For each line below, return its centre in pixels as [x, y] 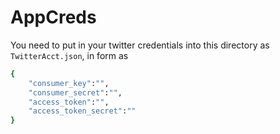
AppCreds [53, 17]
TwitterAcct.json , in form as [69, 55]
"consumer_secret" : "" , [75, 92]
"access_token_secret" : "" [82, 111]
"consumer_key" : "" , [69, 83]
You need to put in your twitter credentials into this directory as [140, 45]
